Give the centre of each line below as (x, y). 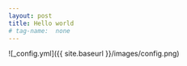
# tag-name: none (39, 31)
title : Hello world (41, 23)
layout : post (30, 16)
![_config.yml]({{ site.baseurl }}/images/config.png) (94, 54)
